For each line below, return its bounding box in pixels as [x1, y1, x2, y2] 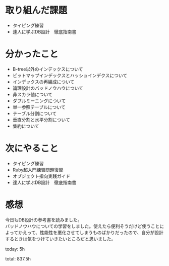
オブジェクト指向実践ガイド [12, 173, 71, 179]
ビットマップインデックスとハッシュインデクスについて [12, 72, 128, 79]
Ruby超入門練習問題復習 [12, 167, 64, 173]
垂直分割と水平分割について [12, 117, 71, 123]
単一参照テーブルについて [12, 104, 66, 110]
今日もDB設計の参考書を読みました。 [5, 216, 82, 223]
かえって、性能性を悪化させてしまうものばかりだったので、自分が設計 [18, 229, 164, 236]
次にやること [5, 143, 59, 155]
